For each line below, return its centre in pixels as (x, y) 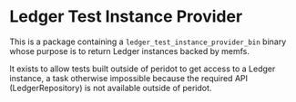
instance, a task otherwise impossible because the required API (129, 78)
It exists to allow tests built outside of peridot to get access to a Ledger (143, 69)
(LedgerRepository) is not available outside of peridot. (111, 88)
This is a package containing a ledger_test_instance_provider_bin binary (148, 42)
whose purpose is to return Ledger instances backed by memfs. (130, 51)
